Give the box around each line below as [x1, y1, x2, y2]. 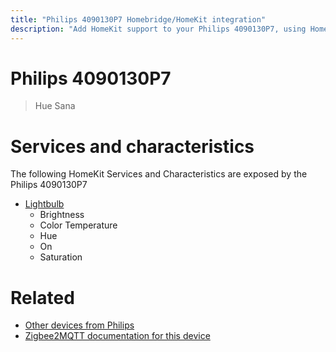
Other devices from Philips [24, 319, 135, 331]
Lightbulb [24, 198, 65, 210]
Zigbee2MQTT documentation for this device [24, 330, 211, 342]
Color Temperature [39, 219, 118, 231]
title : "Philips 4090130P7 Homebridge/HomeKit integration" [10, 14, 267, 25]
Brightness [39, 209, 85, 221]
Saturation [39, 251, 83, 263]
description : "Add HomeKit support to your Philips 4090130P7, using [10, 24, 307, 34]
